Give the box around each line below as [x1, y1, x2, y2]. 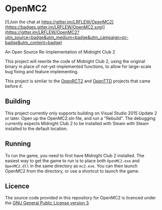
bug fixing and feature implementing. [5, 68, 79, 74]
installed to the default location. [5, 126, 68, 131]
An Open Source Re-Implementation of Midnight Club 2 [5, 49, 115, 55]
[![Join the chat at [5, 19, 41, 25]
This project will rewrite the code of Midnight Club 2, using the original [5, 58, 146, 64]
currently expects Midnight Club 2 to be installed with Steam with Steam [5, 120, 149, 126]
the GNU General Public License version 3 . [5, 200, 90, 206]
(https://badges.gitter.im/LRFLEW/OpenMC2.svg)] [5, 24, 105, 30]
